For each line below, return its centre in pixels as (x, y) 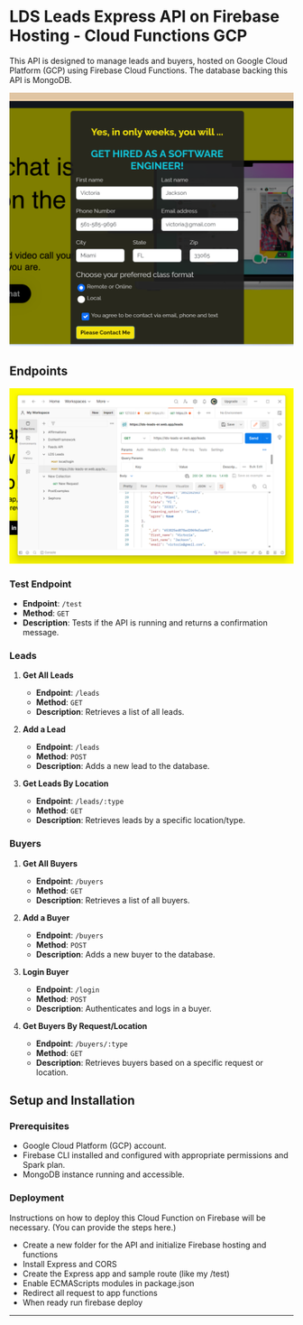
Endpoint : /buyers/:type (82, 1043)
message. (41, 632)
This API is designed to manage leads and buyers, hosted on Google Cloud (149, 60)
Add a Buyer (46, 917)
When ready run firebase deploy (83, 1302)
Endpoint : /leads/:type (80, 801)
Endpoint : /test (52, 603)
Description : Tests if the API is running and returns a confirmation (145, 622)
